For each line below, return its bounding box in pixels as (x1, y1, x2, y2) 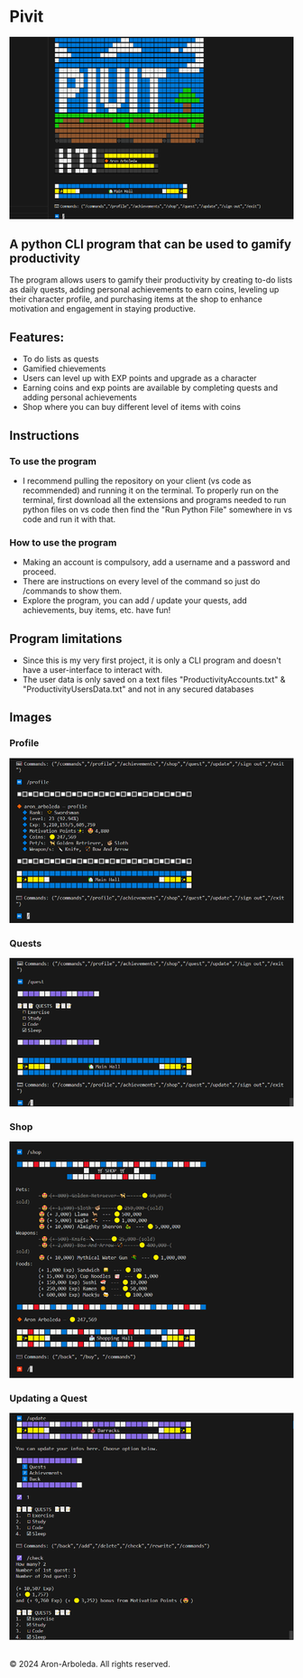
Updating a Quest (9, 1393, 88, 1405)
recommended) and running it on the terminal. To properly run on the (22, 485, 280, 496)
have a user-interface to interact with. (22, 665, 163, 676)
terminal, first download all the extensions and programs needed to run (22, 494, 287, 505)
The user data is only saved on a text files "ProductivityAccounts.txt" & (22, 675, 286, 685)
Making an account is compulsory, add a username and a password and (22, 557, 290, 568)
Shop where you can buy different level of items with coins (22, 402, 242, 413)
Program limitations (9, 630, 123, 647)
